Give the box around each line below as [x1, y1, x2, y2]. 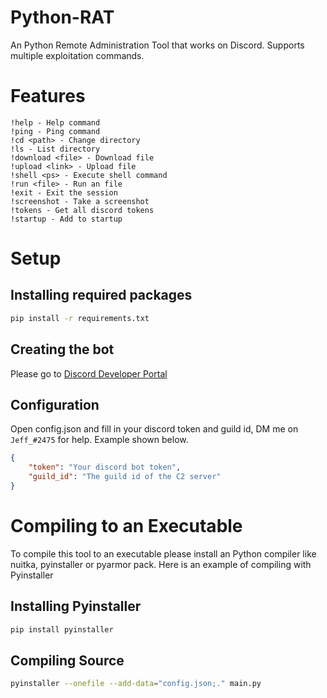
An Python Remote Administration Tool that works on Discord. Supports [10, 39, 305, 51]
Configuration [10, 396, 100, 413]
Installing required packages [10, 287, 193, 304]
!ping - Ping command [10, 126, 101, 136]
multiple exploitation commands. [10, 49, 145, 61]
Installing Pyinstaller [10, 598, 142, 615]
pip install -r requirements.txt [10, 313, 150, 323]
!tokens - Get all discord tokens [10, 205, 155, 215]
